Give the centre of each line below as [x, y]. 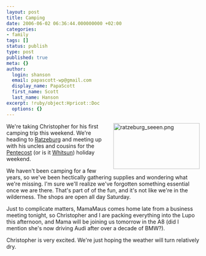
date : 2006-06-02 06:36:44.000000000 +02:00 [64, 23]
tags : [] [17, 40]
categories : [21, 29]
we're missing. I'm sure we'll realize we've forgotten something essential [98, 184]
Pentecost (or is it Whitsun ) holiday [51, 152]
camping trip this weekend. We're [49, 133]
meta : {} [17, 63]
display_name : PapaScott [44, 86]
